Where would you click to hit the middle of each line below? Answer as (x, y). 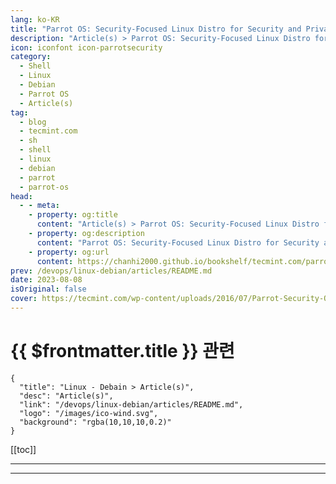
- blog (33, 122)
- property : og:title (73, 215)
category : (31, 57)
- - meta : (39, 206)
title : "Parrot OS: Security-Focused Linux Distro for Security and (156, 29)
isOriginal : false (48, 289)
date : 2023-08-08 (46, 280)
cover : (24, 299)
